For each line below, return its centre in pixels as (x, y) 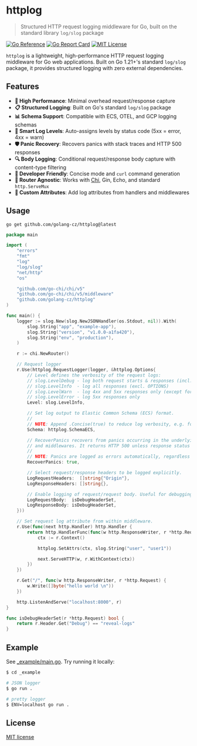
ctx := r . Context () (61, 538)
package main (22, 235)
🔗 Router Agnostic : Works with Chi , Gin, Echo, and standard (87, 179)
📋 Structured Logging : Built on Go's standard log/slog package (93, 107)
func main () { (23, 316)
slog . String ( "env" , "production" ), (71, 338)
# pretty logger (26, 699)
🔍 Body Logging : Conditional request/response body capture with (95, 159)
